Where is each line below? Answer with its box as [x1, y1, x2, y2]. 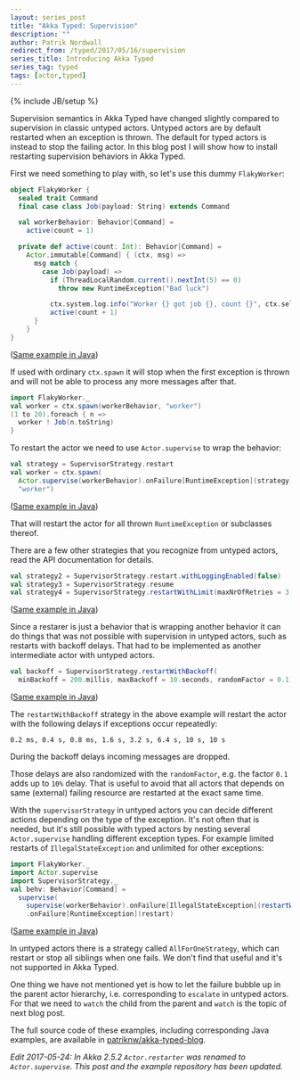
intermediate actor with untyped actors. [10, 650, 156, 661]
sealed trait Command [18, 194, 99, 202]
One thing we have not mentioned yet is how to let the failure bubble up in [10, 979, 281, 990]
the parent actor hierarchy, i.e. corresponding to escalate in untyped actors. [10, 989, 289, 1000]
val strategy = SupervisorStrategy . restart [10, 460, 174, 469]
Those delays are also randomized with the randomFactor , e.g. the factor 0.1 [10, 769, 288, 779]
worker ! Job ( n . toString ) [18, 418, 115, 427]
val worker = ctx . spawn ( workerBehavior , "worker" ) [10, 401, 202, 410]
